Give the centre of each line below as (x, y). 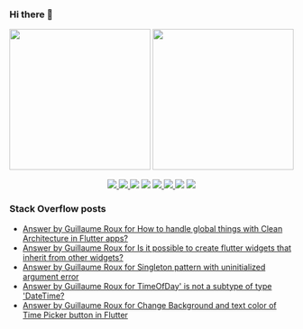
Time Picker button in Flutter (75, 315)
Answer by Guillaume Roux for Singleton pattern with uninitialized (144, 267)
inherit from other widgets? (73, 257)
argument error (50, 276)
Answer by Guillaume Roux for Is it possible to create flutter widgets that (156, 248)
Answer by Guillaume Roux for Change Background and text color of (149, 305)
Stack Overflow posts (58, 209)
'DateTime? (43, 296)
